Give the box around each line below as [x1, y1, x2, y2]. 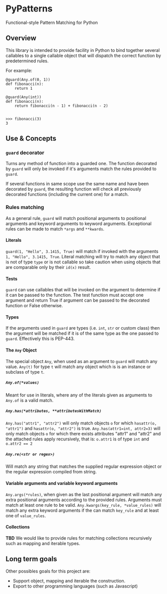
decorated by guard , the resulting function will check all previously [5, 186, 142, 192]
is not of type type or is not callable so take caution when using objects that [5, 259, 161, 265]
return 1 [14, 86, 33, 91]
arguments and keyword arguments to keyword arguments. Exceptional [5, 220, 152, 226]
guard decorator [5, 149, 44, 156]
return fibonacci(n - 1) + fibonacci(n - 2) [14, 103, 108, 108]
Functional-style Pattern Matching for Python [5, 19, 98, 25]
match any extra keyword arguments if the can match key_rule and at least [5, 507, 159, 513]
